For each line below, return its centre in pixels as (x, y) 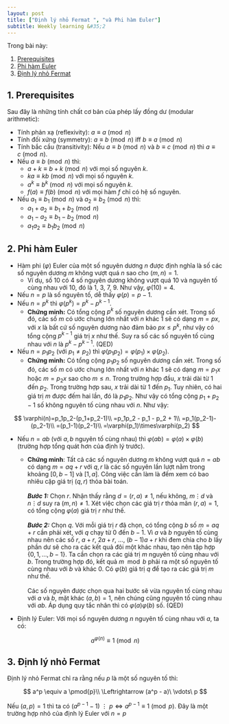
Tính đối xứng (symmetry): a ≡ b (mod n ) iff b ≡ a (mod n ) (100, 140)
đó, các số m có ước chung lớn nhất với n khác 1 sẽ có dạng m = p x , (124, 319)
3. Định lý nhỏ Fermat (54, 662)
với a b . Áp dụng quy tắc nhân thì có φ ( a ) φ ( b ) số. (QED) (105, 605)
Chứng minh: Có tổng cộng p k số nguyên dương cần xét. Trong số (121, 311)
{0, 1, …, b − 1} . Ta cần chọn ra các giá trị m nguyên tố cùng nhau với (123, 554)
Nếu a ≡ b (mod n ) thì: (49, 161)
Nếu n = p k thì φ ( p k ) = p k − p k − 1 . (64, 303)
